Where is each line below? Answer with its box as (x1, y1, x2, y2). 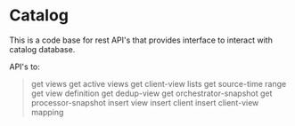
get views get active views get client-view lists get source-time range (30, 78, 287, 89)
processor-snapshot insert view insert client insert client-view (30, 97, 259, 107)
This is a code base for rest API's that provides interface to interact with (9, 35, 274, 45)
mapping (30, 106, 64, 117)
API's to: (9, 61, 40, 72)
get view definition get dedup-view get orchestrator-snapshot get (30, 88, 273, 98)
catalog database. (9, 43, 76, 54)
